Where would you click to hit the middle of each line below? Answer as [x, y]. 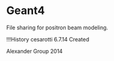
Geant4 [26, 11]
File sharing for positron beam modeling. [57, 27]
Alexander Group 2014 [34, 51]
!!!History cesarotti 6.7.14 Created [48, 39]
